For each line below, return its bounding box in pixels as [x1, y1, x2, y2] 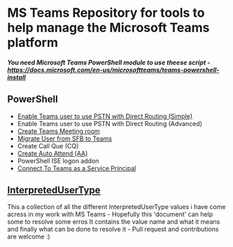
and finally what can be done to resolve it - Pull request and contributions [7, 225, 219, 234]
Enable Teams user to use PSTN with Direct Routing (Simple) [17, 112, 193, 120]
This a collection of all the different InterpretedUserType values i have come [7, 203, 226, 211]
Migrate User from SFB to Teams [17, 134, 112, 143]
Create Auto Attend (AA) [17, 149, 88, 157]
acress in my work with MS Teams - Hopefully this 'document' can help [7, 210, 213, 218]
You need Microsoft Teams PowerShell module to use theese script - [7, 58, 211, 66]
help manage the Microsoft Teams [7, 20, 210, 36]
